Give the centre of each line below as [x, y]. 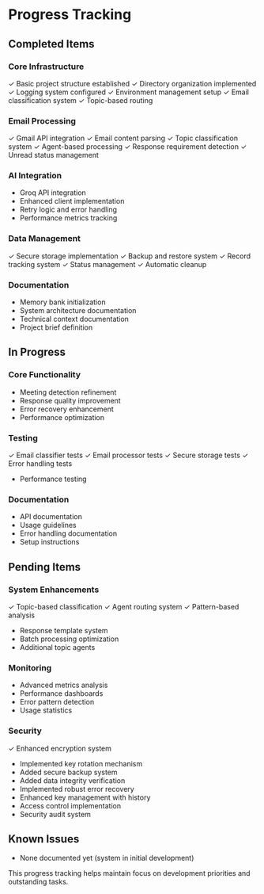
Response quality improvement [70, 400]
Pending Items [45, 567]
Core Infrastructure [46, 67]
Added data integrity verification [72, 780]
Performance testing [53, 479]
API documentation [51, 517]
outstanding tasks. [38, 882]
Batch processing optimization [69, 639]
